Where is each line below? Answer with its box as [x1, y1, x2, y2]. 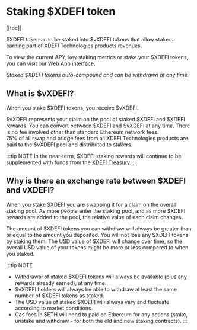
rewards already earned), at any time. [14, 279, 107, 286]
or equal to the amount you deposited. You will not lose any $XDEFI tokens [6, 231, 189, 238]
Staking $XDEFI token [6, 5, 116, 18]
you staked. [6, 250, 35, 257]
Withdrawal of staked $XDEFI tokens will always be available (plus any [14, 273, 187, 280]
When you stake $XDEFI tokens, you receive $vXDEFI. [6, 104, 139, 111]
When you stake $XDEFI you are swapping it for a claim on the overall [6, 201, 177, 208]
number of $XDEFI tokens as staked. [14, 292, 105, 299]
